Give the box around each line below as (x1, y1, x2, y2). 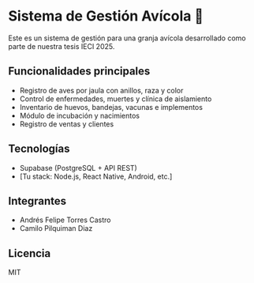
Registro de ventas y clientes (19, 119, 114, 129)
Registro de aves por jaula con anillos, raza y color (19, 85, 184, 95)
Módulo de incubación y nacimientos (19, 111, 140, 120)
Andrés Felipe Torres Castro (19, 215, 111, 225)
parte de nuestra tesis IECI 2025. (8, 41, 115, 51)
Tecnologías (8, 142, 70, 156)
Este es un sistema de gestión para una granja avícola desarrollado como (8, 33, 246, 43)
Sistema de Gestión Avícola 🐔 (8, 7, 204, 25)
